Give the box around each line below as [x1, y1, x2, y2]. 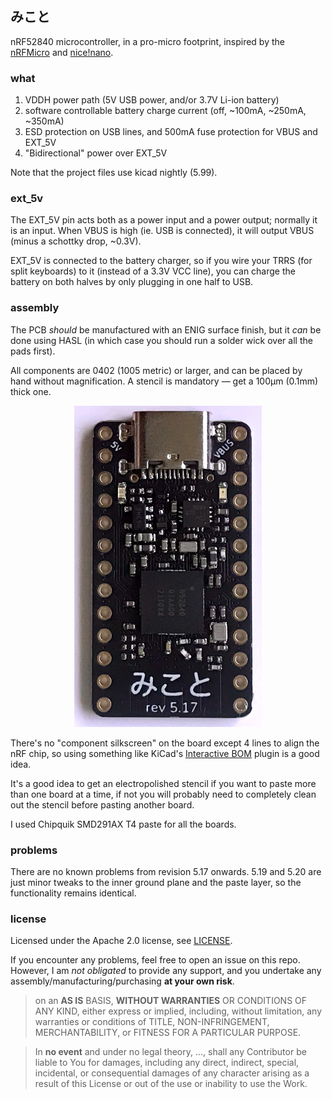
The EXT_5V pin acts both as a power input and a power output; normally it [10, 214, 318, 226]
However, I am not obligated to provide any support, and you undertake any [10, 965, 322, 977]
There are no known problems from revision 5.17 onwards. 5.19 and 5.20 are [10, 866, 322, 878]
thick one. [10, 385, 52, 397]
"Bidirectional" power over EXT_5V [24, 147, 168, 159]
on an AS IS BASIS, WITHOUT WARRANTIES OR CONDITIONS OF [34, 995, 308, 1007]
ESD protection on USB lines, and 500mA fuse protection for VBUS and [24, 126, 318, 138]
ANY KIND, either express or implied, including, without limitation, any [34, 1005, 323, 1017]
